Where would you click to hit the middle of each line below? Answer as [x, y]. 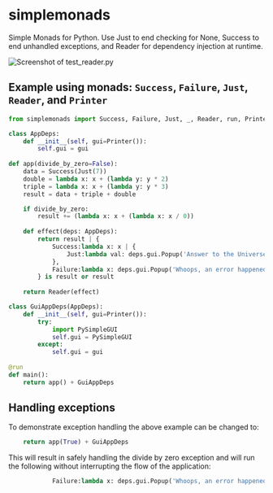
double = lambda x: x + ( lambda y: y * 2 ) [96, 179]
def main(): [28, 375]
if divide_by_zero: [56, 209]
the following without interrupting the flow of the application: [110, 466]
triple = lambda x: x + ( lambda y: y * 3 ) [96, 186]
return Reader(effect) [61, 292]
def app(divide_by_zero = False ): [63, 164]
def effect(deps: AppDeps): [70, 232]
